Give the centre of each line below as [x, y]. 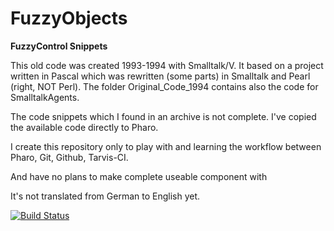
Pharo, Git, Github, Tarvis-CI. [69, 157]
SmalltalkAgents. [45, 97]
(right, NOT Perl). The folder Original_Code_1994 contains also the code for [164, 86]
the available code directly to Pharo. [84, 127]
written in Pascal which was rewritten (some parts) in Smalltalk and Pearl [160, 76]
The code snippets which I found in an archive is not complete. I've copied [163, 116]
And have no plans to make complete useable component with [139, 176]
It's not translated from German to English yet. [105, 196]
